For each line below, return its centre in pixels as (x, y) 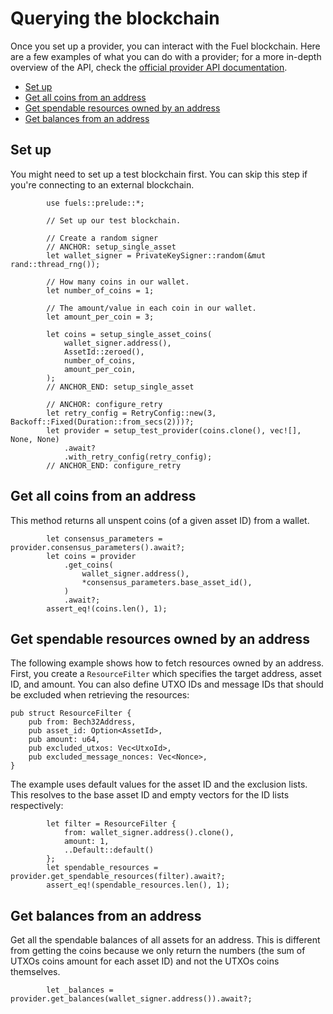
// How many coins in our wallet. (118, 282)
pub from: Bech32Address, (82, 722)
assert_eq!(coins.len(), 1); (107, 608)
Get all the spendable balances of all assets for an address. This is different (165, 940)
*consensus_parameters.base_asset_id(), (167, 582)
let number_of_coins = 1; (100, 290)
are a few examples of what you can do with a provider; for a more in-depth (166, 56)
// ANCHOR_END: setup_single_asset (120, 387)
